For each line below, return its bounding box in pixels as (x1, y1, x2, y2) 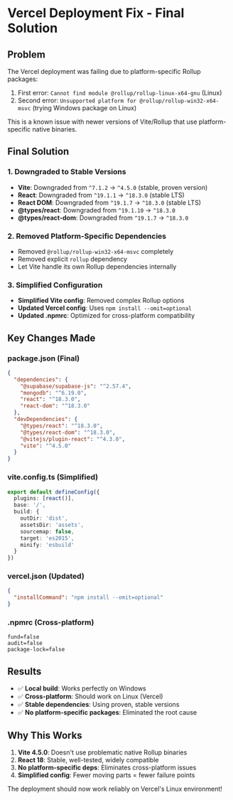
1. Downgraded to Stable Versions (7, 167, 126, 177)
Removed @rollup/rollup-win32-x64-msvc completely (17, 247, 174, 255)
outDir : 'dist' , (20, 515, 69, 522)
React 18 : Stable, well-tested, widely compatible (17, 755, 159, 764)
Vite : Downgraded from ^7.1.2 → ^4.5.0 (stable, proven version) (17, 183, 208, 191)
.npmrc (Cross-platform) (7, 617, 94, 627)
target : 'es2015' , (20, 535, 75, 542)
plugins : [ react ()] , (13, 495, 75, 502)
